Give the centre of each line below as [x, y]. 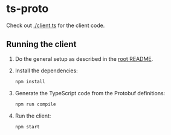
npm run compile [35, 104]
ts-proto [27, 9]
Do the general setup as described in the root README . [84, 58]
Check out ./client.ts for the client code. [56, 25]
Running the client [41, 44]
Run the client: [33, 116]
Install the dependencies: [47, 71]
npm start [27, 127]
